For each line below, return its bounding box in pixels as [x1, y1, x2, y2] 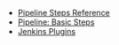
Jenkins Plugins [17, 26, 76, 36]
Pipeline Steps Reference [17, 8, 111, 18]
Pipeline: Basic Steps [17, 17, 95, 27]
